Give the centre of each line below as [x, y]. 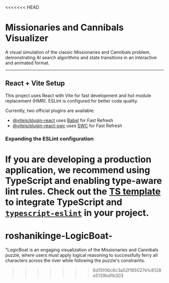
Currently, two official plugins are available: [50, 111]
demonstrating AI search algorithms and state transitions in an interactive [81, 57]
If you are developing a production [78, 159]
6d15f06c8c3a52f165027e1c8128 [127, 270]
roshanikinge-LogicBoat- [59, 236]
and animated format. [27, 63]
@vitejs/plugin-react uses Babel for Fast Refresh [63, 120]
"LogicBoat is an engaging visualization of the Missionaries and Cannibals [82, 250]
